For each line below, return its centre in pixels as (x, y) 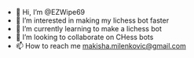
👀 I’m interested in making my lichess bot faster (92, 20)
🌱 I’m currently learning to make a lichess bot (89, 29)
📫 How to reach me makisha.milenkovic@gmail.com (101, 46)
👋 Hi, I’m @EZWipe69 (50, 12)
